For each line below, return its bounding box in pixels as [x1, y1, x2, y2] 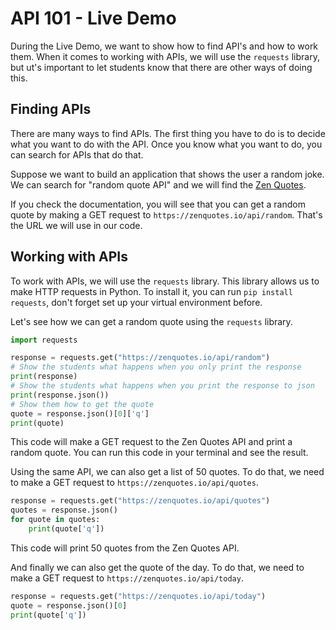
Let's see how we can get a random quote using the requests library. [10, 315, 293, 327]
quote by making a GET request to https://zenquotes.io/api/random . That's [10, 208, 323, 221]
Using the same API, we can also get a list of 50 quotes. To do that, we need [10, 466, 325, 478]
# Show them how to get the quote [10, 399, 155, 409]
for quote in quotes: [10, 515, 101, 525]
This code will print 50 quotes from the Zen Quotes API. [10, 542, 240, 554]
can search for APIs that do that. [10, 148, 144, 161]
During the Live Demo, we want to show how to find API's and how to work [10, 40, 319, 52]
